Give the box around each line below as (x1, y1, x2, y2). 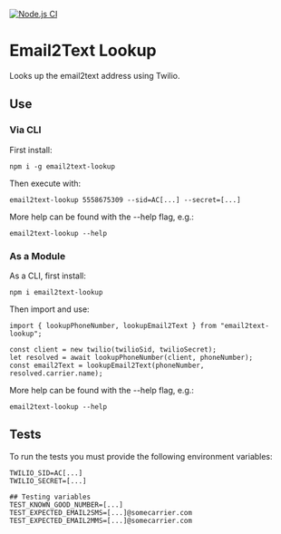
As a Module (9, 249, 66, 262)
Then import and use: (9, 304, 90, 315)
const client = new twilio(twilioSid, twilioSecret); (9, 345, 218, 354)
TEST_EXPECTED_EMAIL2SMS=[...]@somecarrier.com (9, 508, 193, 517)
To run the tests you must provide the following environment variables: (9, 451, 274, 461)
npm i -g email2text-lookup (9, 161, 116, 171)
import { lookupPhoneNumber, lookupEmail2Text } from (9, 321, 218, 330)
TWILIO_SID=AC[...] (9, 468, 83, 478)
